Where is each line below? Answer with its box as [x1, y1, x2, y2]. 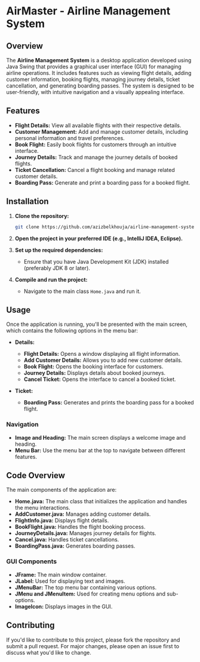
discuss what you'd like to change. [6, 649, 91, 656]
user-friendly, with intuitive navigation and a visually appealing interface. [6, 89, 185, 95]
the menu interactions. [14, 504, 70, 512]
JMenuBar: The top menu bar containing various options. [14, 584, 157, 591]
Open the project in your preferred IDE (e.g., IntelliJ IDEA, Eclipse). [14, 235, 183, 242]
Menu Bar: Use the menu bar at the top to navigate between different [14, 446, 186, 454]
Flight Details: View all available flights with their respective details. [14, 122, 181, 129]
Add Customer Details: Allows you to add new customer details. [23, 356, 183, 364]
